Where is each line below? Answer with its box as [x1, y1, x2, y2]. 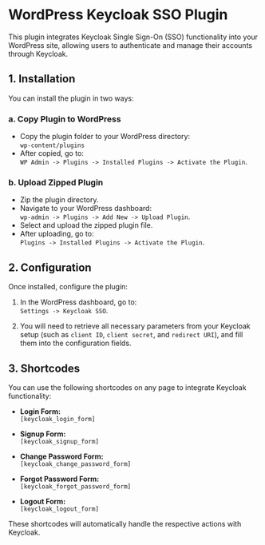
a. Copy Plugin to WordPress [8, 113, 121, 125]
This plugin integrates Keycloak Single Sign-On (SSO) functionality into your [8, 32, 258, 42]
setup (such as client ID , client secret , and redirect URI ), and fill [19, 330, 243, 340]
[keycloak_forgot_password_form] [19, 482, 132, 491]
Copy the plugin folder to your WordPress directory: [19, 132, 190, 141]
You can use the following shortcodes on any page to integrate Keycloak [8, 382, 247, 392]
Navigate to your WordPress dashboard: [19, 204, 152, 213]
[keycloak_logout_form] [19, 505, 100, 513]
